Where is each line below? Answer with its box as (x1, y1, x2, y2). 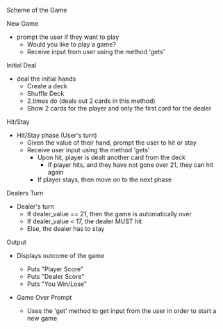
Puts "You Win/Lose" (26, 280, 88, 288)
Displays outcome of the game (16, 252, 105, 259)
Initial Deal (6, 61, 37, 69)
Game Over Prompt (16, 294, 72, 301)
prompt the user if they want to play (16, 33, 119, 41)
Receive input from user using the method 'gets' (26, 48, 165, 56)
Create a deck (26, 82, 67, 90)
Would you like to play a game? (26, 40, 116, 48)
